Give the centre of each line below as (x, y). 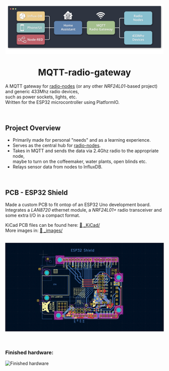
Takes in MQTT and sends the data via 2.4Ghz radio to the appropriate (86, 151)
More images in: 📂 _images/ (34, 230)
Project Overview (33, 128)
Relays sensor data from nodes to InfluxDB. (57, 167)
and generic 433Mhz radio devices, (42, 92)
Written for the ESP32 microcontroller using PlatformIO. (62, 102)
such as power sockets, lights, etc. (41, 97)
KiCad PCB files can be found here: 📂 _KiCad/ (53, 225)
